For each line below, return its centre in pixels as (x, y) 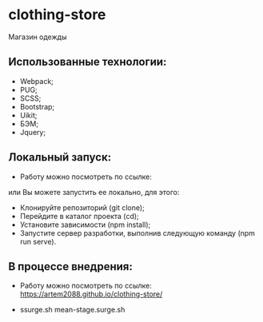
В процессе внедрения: (71, 266)
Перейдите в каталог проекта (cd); (80, 216)
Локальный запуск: (60, 157)
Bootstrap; (37, 106)
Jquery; (33, 132)
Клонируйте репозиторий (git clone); (82, 207)
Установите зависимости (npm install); (85, 225)
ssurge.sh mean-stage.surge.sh (72, 310)
